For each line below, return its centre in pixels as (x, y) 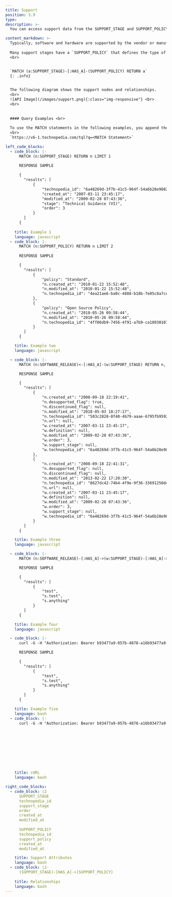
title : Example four (36, 624)
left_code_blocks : (25, 146)
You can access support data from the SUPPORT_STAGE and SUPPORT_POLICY (89, 29)
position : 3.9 (20, 15)
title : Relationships (37, 882)
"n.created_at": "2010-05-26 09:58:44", (85, 313)
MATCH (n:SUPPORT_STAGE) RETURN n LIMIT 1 (65, 156)
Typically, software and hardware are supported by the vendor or (82, 43)
